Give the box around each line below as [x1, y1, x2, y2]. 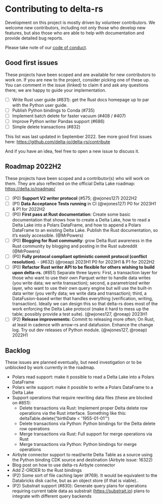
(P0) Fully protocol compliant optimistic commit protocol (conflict [12, 254, 147, 260]
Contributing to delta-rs [5, 3, 104, 15]
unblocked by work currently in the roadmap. [5, 364, 96, 370]
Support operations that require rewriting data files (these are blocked [12, 395, 153, 401]
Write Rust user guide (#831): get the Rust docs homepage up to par [12, 97, 149, 102]
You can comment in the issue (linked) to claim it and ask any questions [5, 82, 148, 88]
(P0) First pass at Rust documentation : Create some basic [12, 211, 130, 217]
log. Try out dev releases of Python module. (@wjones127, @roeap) [12, 327, 147, 333]
